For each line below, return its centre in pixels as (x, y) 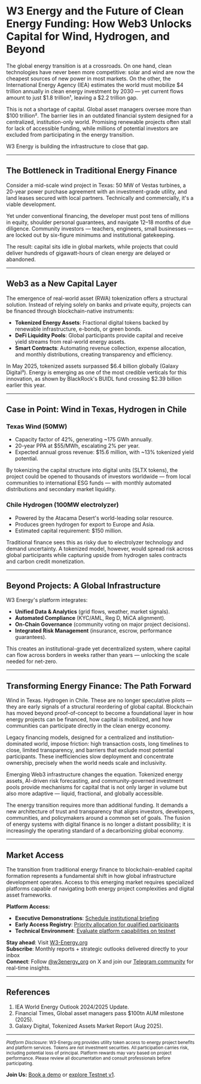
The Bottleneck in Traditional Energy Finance (92, 171)
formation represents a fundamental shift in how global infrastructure (91, 876)
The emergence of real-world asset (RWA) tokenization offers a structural (97, 298)
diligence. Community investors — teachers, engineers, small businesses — (100, 228)
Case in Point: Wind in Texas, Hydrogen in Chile (97, 409)
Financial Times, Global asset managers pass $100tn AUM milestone (99, 1013)
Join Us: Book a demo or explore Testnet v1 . (61, 1074)
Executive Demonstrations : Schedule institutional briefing (87, 918)
